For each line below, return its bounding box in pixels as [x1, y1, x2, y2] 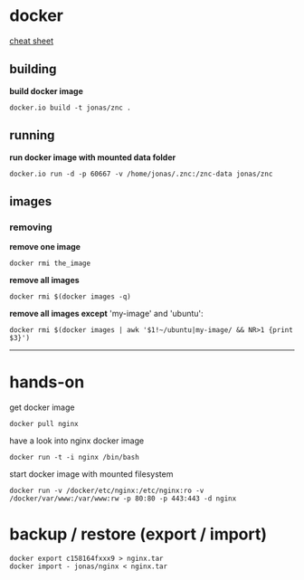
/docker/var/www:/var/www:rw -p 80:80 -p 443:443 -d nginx [9, 494, 237, 503]
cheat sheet [9, 35, 54, 46]
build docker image [9, 85, 83, 96]
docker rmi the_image [9, 259, 91, 268]
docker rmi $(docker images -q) [9, 292, 131, 301]
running [9, 128, 55, 143]
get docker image [9, 402, 75, 413]
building [9, 62, 57, 77]
